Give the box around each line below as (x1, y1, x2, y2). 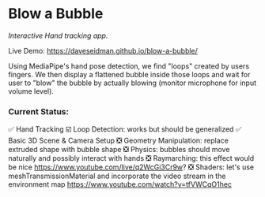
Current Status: (8, 106, 70, 117)
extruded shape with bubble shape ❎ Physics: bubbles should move (8, 145, 230, 154)
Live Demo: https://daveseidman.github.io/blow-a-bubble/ (8, 46, 198, 55)
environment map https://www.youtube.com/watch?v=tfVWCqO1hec (8, 180, 232, 189)
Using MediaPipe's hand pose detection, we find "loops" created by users (8, 61, 250, 71)
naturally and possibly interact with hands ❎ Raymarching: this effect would (8, 154, 255, 163)
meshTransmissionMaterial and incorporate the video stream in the (8, 171, 226, 181)
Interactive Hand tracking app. (8, 31, 108, 40)
